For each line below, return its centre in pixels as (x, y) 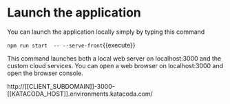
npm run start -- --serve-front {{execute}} (71, 45)
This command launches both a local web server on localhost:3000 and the (114, 58)
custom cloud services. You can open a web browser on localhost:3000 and (115, 65)
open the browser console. (45, 73)
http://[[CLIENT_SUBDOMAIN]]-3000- (61, 86)
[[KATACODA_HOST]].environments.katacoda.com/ (80, 94)
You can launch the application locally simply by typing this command (106, 32)
